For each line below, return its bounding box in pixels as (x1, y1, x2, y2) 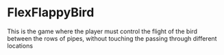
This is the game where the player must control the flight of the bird (7, 27, 197, 35)
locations (7, 41, 33, 50)
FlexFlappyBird (7, 5, 95, 20)
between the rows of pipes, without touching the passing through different (7, 34, 217, 42)
